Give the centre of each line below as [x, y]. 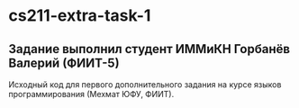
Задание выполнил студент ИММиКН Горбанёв [149, 49]
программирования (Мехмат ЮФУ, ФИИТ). [91, 94]
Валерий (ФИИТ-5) [64, 63]
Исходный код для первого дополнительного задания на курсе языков [145, 85]
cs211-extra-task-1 [80, 16]
